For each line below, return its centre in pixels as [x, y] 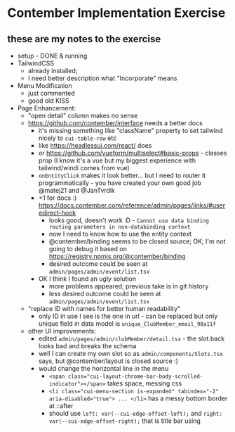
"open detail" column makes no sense [83, 115]
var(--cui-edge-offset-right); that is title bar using [125, 421]
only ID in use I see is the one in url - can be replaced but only [128, 316]
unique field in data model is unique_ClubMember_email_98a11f [127, 324]
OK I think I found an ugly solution [87, 279]
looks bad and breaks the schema [87, 346]
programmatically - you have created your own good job [120, 183]
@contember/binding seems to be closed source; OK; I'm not [137, 241]
